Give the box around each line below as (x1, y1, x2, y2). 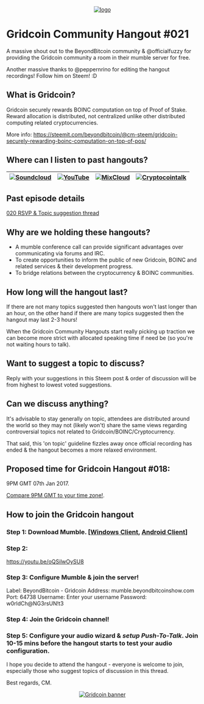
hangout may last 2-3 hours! (6, 316, 78, 323)
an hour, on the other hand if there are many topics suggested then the (6, 310, 185, 316)
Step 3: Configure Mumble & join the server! (6, 573, 139, 581)
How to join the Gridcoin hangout (6, 509, 134, 520)
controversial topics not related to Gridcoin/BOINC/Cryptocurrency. (6, 428, 175, 435)
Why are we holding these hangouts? (6, 227, 150, 237)
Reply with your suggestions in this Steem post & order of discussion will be (6, 374, 197, 382)
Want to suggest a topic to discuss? (6, 358, 145, 369)
